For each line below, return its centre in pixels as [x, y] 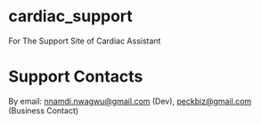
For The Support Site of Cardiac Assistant [85, 41]
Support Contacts [76, 77]
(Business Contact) [44, 110]
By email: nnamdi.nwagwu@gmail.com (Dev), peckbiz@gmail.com [130, 101]
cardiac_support [70, 16]
